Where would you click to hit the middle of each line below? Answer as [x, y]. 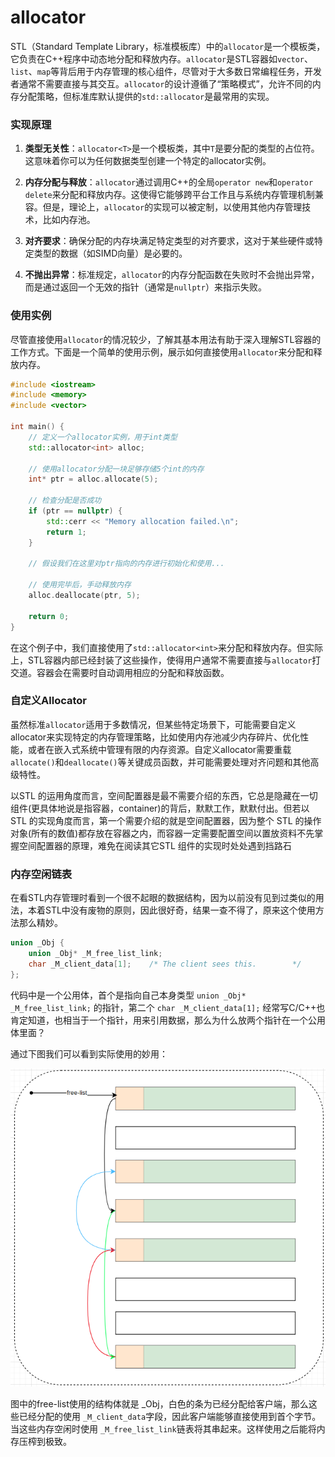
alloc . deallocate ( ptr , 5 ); [84, 596]
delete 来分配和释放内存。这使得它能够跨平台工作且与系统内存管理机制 [169, 195]
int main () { [37, 427]
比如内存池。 [69, 220]
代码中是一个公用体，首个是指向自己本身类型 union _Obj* [128, 995]
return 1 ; [66, 532]
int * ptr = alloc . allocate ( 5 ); [93, 479]
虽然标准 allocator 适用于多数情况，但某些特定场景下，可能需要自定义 [153, 724]
